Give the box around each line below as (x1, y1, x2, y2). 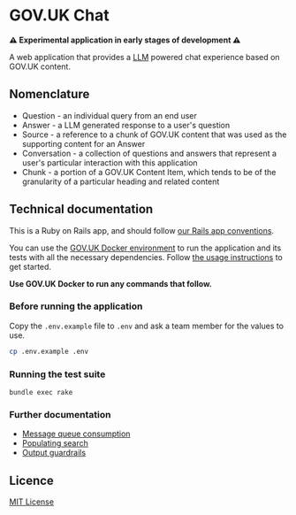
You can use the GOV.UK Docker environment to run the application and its (9, 242, 282, 253)
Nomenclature (9, 87, 90, 102)
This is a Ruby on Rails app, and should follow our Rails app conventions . (9, 225, 275, 235)
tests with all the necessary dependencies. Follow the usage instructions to (9, 251, 283, 262)
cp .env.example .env (9, 347, 89, 356)
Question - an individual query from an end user (21, 110, 197, 120)
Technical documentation (9, 202, 154, 217)
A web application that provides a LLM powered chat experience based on (9, 51, 280, 62)
